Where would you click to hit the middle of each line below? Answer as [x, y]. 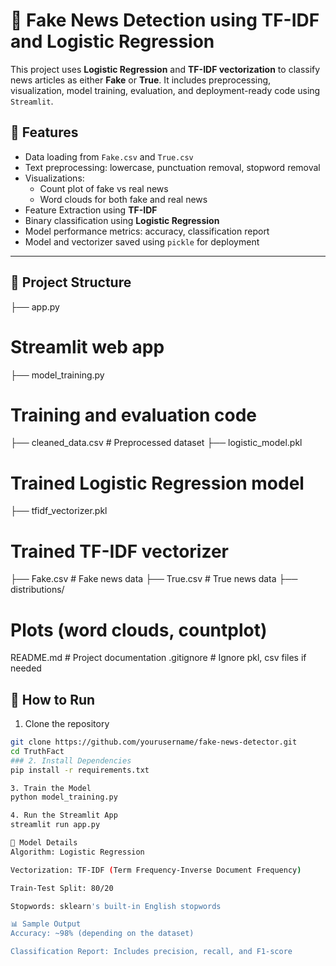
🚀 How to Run [53, 699]
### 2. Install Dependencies [71, 760]
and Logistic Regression [112, 41]
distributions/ [37, 590]
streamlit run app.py [55, 825]
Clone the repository [67, 724]
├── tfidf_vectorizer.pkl [59, 511]
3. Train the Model [51, 788]
